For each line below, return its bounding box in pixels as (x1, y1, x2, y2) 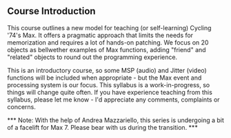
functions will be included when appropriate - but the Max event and (7, 73, 202, 82)
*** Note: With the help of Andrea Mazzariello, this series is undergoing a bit (7, 116, 224, 124)
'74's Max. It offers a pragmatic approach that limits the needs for (7, 31, 194, 39)
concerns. (7, 102, 37, 111)
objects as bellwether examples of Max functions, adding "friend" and (7, 45, 206, 54)
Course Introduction (7, 5, 96, 17)
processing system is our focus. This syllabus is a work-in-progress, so (7, 80, 210, 89)
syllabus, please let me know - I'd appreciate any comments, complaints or (7, 95, 220, 104)
